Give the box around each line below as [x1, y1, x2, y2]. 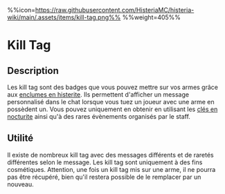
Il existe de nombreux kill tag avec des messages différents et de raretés [7, 151, 214, 159]
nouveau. [7, 180, 35, 188]
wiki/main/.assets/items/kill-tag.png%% [7, 13, 121, 21]
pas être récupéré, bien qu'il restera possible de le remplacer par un [7, 173, 201, 181]
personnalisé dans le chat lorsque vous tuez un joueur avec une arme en [7, 98, 215, 106]
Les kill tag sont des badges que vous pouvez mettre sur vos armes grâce [7, 83, 218, 91]
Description [7, 65, 59, 77]
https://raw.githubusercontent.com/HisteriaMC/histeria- [35, 6, 195, 14]
